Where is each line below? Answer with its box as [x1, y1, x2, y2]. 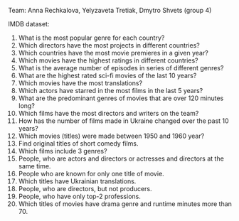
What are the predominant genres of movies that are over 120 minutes [18, 94, 224, 102]
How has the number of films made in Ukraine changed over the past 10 [18, 117, 230, 125]
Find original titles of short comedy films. [18, 139, 139, 148]
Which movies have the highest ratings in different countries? [18, 56, 198, 65]
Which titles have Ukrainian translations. [18, 177, 137, 185]
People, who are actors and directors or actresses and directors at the [18, 154, 225, 163]
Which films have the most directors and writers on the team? [18, 109, 199, 117]
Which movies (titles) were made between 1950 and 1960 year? [18, 131, 205, 140]
